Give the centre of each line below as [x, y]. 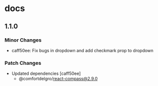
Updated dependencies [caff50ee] [46, 73]
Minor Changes [23, 40]
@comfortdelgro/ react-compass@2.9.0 [58, 79]
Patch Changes [23, 63]
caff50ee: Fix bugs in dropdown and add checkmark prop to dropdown [82, 50]
